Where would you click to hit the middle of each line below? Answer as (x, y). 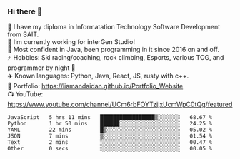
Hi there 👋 (25, 11)
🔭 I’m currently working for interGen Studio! (71, 42)
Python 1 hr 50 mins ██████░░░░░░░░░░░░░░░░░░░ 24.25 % (110, 124)
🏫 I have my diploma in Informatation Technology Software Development (114, 27)
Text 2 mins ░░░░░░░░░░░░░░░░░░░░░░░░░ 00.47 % (110, 143)
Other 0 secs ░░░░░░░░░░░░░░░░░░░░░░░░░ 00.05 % (110, 149)
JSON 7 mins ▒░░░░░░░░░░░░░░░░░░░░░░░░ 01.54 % (110, 136)
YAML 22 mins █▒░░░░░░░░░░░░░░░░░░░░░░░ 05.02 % (110, 130)
